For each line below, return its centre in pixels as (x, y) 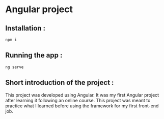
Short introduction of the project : (60, 83)
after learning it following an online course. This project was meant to (78, 100)
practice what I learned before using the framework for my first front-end (82, 106)
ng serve (15, 67)
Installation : (25, 28)
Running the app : (34, 55)
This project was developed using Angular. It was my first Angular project (82, 95)
